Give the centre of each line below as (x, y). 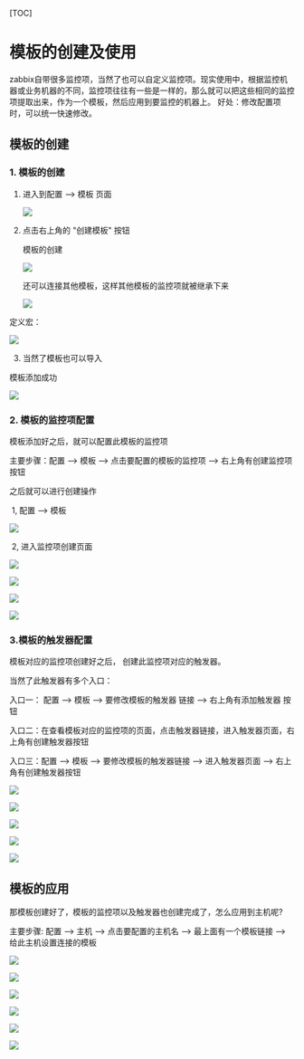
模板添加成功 (33, 377)
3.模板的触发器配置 (51, 640)
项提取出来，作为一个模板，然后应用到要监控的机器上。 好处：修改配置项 (145, 101)
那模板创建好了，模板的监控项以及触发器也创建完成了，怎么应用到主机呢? (146, 912)
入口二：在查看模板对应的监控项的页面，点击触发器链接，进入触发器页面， (148, 730)
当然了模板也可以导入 (62, 358)
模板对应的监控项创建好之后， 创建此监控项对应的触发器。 (118, 662)
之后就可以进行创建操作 (53, 491)
